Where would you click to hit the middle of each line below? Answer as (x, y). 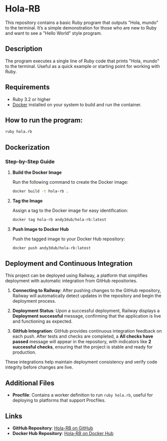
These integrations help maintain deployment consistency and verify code (81, 362)
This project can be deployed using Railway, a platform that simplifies (77, 276)
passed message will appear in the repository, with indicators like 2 (82, 342)
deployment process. (34, 301)
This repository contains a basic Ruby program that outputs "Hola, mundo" (82, 22)
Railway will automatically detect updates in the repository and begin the (87, 296)
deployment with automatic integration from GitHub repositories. (71, 281)
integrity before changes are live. (39, 367)
